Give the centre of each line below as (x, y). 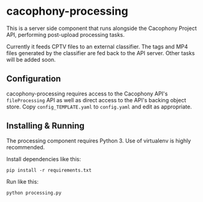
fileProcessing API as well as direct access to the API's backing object (96, 100)
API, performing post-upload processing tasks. (66, 34)
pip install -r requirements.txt (49, 170)
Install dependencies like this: (44, 159)
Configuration (34, 79)
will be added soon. (31, 59)
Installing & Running (45, 126)
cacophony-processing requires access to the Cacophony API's (87, 94)
